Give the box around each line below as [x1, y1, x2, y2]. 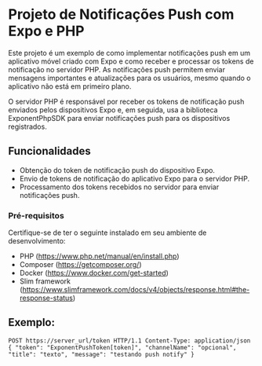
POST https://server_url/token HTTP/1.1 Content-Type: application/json [8, 336, 251, 345]
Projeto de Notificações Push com [8, 5, 235, 24]
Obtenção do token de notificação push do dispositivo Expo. [19, 165, 216, 174]
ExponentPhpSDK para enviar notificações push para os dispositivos [8, 113, 231, 123]
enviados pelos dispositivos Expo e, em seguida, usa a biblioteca [8, 104, 218, 115]
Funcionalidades [8, 145, 92, 158]
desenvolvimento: [8, 236, 66, 246]
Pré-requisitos [8, 210, 64, 221]
